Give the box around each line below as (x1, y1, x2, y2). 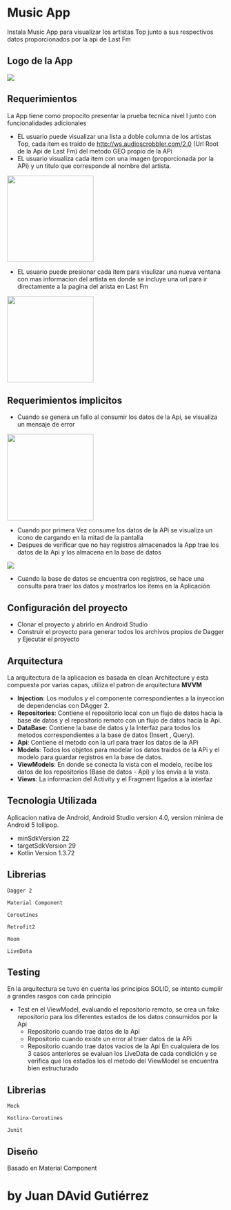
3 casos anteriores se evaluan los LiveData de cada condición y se (27, 1050, 217, 1058)
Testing (7, 967, 41, 978)
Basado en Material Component (7, 1164, 97, 1173)
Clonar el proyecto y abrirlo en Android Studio (17, 620, 148, 629)
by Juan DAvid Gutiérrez (7, 1188, 150, 1204)
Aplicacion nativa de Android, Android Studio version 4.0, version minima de (7, 813, 223, 821)
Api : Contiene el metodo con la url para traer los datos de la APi (17, 738, 199, 746)
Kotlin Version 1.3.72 (17, 848, 75, 857)
